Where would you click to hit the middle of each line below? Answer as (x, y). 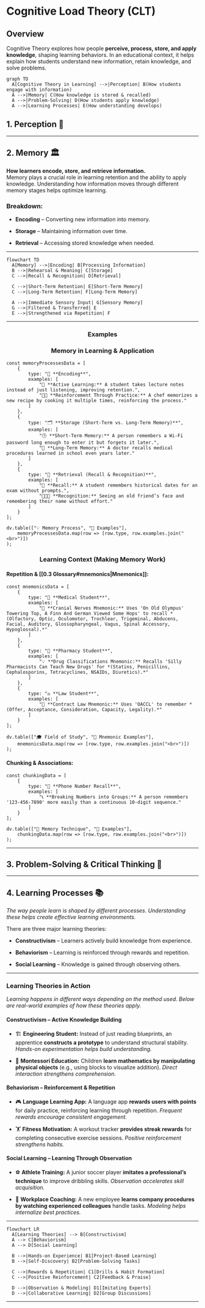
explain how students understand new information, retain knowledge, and (99, 61)
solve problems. (27, 68)
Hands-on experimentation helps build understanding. (84, 1049)
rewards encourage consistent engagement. (71, 1117)
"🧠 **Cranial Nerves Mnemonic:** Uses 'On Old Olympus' (111, 609)
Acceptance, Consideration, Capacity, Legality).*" (95, 710)
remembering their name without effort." (60, 502)
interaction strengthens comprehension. (66, 1074)
